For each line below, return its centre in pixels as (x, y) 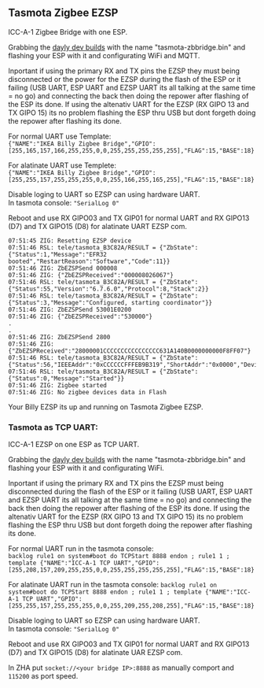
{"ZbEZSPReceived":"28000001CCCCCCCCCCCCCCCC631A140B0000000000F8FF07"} (130, 351)
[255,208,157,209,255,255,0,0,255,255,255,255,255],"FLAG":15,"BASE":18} (132, 570)
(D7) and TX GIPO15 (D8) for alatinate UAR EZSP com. (95, 653)
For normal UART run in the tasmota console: (81, 549)
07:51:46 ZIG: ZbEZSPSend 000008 (63, 268)
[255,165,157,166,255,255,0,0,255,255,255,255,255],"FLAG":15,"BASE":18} (132, 150)
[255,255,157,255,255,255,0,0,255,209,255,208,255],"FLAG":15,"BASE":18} (132, 606)
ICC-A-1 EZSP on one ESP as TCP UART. (74, 445)
